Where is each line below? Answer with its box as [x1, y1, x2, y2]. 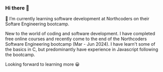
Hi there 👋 [5, 4, 30, 11]
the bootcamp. [5, 52, 35, 58]
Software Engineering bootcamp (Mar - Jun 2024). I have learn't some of [5, 41, 156, 47]
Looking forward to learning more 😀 [5, 62, 80, 68]
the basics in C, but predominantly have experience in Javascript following [5, 47, 159, 53]
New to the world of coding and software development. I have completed [5, 31, 156, 37]
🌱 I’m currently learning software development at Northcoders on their [5, 16, 150, 22]
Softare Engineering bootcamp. [5, 21, 70, 27]
